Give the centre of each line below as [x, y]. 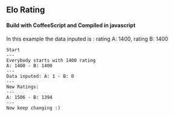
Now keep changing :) [34, 108]
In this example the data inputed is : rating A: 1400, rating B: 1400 [87, 39]
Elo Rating [26, 10]
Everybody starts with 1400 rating [51, 60]
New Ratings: [23, 87]
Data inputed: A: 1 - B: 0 [40, 76]
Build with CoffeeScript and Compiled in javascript [71, 25]
